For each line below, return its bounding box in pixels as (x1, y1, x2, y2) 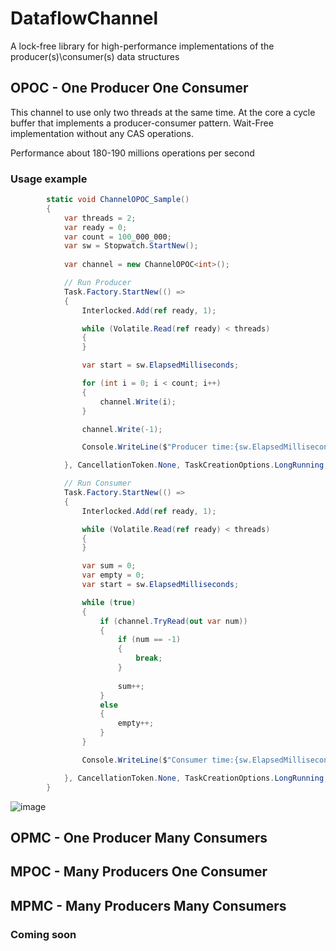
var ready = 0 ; (63, 222, 128, 232)
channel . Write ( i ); (99, 397, 177, 407)
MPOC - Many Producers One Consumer (10, 863, 268, 881)
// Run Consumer (63, 478, 132, 489)
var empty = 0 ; (81, 570, 145, 581)
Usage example (10, 172, 88, 186)
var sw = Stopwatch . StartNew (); (63, 241, 199, 251)
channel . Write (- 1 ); (81, 424, 163, 434)
